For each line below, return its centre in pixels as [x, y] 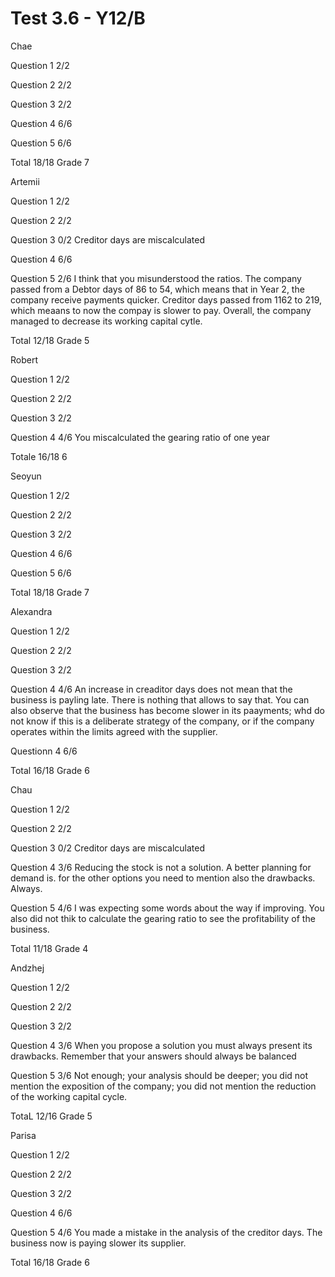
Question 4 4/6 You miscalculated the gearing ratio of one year [140, 437]
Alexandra [31, 611]
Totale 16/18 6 [39, 456]
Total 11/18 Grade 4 [49, 948]
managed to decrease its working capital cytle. [106, 321]
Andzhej [27, 968]
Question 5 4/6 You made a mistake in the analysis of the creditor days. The [166, 1232]
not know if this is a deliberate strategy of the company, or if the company [162, 721]
